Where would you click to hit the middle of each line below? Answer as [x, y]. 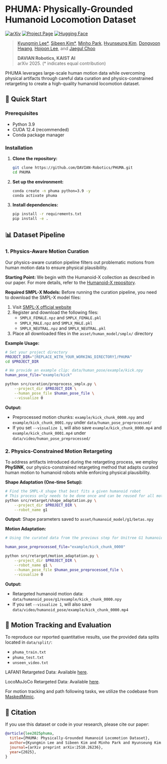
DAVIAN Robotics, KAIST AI [46, 58]
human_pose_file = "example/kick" [39, 375]
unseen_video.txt [30, 663]
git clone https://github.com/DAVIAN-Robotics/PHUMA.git [73, 168]
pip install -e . [30, 219]
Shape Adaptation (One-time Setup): [44, 482]
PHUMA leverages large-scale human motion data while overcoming [75, 73]
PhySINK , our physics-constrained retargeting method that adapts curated [82, 467]
